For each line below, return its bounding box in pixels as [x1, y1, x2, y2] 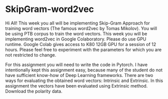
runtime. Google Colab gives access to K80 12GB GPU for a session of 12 [5, 41, 156, 47]
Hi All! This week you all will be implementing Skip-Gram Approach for [5, 20, 150, 26]
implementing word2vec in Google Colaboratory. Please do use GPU [5, 36, 146, 42]
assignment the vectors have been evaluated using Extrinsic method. [5, 82, 148, 88]
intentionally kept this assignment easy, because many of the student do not [5, 66, 163, 73]
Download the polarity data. [5, 88, 63, 94]
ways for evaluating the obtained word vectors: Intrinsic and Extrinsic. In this [5, 77, 163, 83]
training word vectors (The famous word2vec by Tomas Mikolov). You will [5, 25, 157, 31]
